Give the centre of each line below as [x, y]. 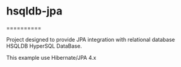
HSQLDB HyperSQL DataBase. [44, 46]
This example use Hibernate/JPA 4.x [51, 57]
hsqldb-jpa [34, 11]
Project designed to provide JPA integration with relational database [91, 39]
